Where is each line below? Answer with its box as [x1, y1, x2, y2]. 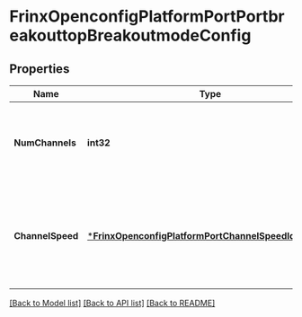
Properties [9, 61, 70, 76]
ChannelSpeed [13, 230, 79, 242]
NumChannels [13, 136, 76, 149]
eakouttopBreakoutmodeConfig [9, 25, 252, 46]
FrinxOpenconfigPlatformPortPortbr [9, 6, 285, 27]
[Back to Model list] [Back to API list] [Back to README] [9, 298, 216, 308]
